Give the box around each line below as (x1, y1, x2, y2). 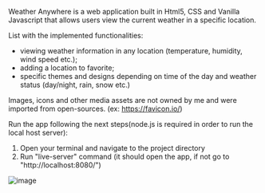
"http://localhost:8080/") (19, 160, 101, 170)
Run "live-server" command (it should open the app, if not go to (19, 152, 230, 161)
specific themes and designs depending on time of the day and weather (19, 72, 257, 81)
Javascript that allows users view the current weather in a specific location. (8, 15, 257, 25)
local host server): (8, 128, 68, 137)
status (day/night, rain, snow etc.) (19, 80, 130, 89)
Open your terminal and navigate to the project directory (19, 144, 206, 152)
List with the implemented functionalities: (8, 31, 144, 40)
